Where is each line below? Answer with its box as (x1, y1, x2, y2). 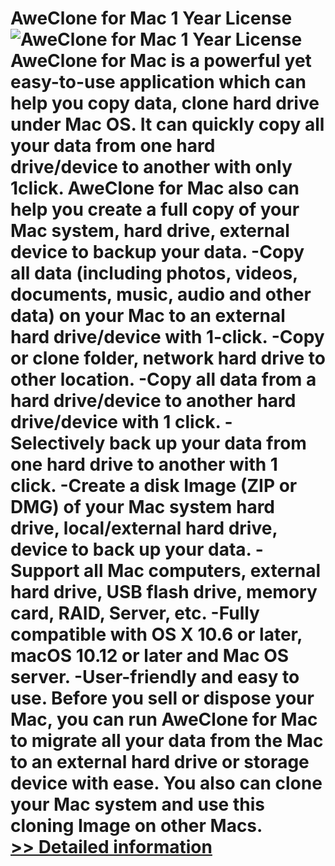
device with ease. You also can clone (10, 772, 323, 795)
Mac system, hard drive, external (10, 220, 290, 242)
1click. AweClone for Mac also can (10, 177, 300, 200)
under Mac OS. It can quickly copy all (10, 113, 325, 136)
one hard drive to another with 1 (10, 453, 278, 476)
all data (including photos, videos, (10, 262, 298, 285)
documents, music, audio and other (10, 283, 312, 306)
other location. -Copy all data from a (10, 368, 317, 391)
